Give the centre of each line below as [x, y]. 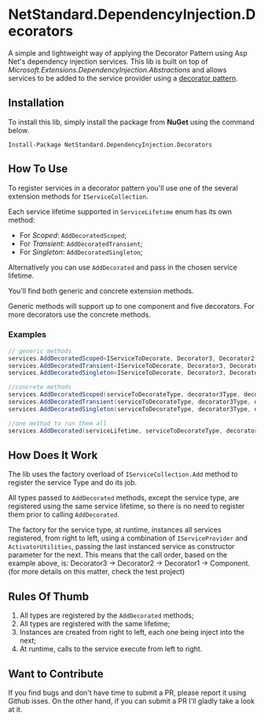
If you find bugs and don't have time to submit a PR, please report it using [127, 693]
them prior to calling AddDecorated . [64, 514]
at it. [15, 710]
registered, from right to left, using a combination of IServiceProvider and [128, 538]
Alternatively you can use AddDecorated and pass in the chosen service [123, 267]
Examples [27, 335]
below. [19, 130]
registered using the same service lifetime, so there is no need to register [126, 507]
